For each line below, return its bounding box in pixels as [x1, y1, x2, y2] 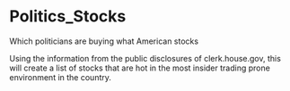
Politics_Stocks [9, 6, 127, 27]
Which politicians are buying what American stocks [9, 36, 199, 46]
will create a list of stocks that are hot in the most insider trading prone [9, 62, 271, 73]
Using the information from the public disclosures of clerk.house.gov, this [9, 53, 281, 63]
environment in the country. [9, 71, 112, 82]
